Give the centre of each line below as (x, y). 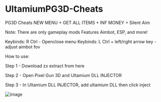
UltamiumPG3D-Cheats (54, 9)
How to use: (17, 56)
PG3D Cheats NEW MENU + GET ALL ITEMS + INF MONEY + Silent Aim (78, 23)
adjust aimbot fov (23, 47)
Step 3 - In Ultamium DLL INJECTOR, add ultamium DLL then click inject (78, 85)
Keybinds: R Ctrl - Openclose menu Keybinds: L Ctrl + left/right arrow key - (81, 41)
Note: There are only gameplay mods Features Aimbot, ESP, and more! (77, 32)
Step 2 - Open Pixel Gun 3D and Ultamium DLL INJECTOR (63, 75)
